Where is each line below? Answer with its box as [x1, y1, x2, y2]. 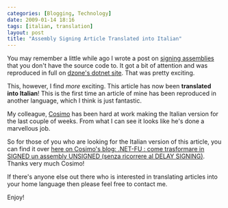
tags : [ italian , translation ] [7, 23, 94, 29]
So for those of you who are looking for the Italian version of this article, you [7, 138, 222, 146]
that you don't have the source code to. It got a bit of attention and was [7, 62, 208, 70]
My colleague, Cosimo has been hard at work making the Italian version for [7, 110, 219, 118]
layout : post [7, 29, 45, 36]
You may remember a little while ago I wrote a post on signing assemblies [7, 54, 214, 62]
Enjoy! [7, 193, 25, 202]
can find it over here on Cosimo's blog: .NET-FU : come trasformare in [7, 145, 205, 153]
